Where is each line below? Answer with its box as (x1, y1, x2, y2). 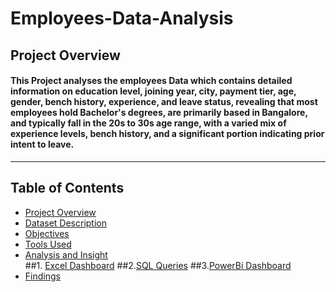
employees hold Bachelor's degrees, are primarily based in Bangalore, (10, 107, 308, 119)
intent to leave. (10, 138, 75, 151)
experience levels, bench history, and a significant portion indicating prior (10, 128, 325, 140)
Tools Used (24, 238, 72, 250)
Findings (24, 270, 61, 282)
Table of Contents (10, 180, 125, 197)
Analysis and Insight (24, 248, 108, 261)
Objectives (24, 227, 70, 239)
